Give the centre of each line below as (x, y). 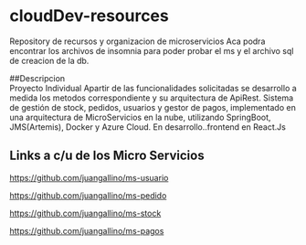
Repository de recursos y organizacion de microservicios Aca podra (137, 41)
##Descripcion (37, 78)
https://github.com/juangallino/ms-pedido (88, 195)
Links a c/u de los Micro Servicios (107, 156)
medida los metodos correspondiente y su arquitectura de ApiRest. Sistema (152, 98)
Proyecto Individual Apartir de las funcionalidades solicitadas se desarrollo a (153, 88)
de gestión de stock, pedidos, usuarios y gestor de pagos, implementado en (153, 107)
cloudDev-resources (89, 16)
